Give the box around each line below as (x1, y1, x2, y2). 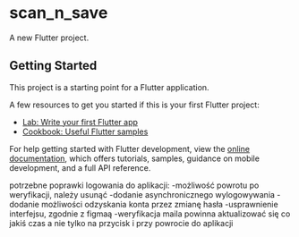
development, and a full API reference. (9, 162, 151, 173)
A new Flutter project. (9, 32, 90, 43)
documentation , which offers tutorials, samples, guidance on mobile (9, 153, 260, 164)
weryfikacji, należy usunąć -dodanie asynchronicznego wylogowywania (9, 189, 276, 199)
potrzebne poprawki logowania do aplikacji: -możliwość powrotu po (9, 180, 260, 190)
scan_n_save (9, 3, 108, 23)
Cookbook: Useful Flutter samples (21, 126, 149, 137)
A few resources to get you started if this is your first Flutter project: (9, 99, 260, 110)
